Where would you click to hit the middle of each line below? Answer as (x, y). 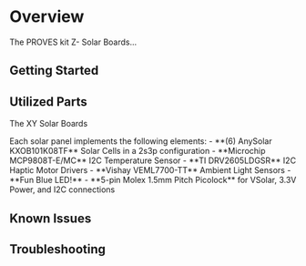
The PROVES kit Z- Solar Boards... (73, 42)
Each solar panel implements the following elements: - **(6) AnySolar (141, 141)
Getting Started (54, 71)
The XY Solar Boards (49, 124)
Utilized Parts (49, 102)
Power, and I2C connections (62, 189)
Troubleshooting (58, 249)
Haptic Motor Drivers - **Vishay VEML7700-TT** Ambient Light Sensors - (150, 170)
